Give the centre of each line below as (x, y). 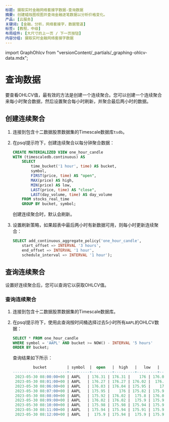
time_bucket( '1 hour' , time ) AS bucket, (74, 166)
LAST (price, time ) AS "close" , (64, 190)
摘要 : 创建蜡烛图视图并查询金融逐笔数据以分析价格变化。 (56, 15)
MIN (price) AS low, (51, 185)
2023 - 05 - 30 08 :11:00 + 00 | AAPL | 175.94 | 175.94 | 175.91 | (83, 410)
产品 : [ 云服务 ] (19, 19)
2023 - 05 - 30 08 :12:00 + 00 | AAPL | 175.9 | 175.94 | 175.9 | (83, 415)
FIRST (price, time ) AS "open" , (64, 176)
